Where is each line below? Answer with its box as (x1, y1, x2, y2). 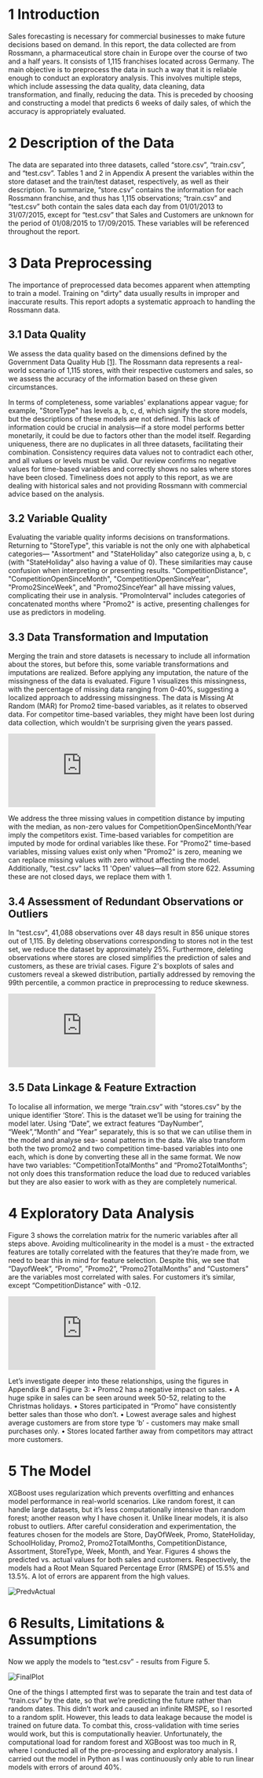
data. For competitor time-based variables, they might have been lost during (8, 710, 255, 719)
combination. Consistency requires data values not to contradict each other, (8, 447, 254, 457)
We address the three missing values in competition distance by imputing (8, 814, 245, 823)
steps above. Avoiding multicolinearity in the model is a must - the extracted (8, 1239, 254, 1248)
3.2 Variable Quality (8, 512, 108, 525)
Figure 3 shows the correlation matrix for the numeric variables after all (8, 1230, 238, 1239)
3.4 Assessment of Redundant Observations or (8, 895, 244, 908)
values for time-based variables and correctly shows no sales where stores (8, 464, 252, 473)
